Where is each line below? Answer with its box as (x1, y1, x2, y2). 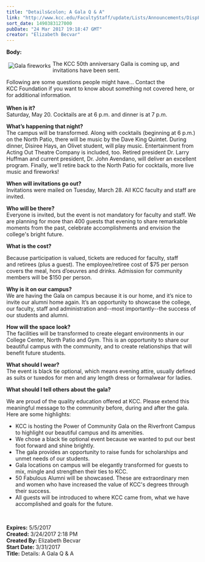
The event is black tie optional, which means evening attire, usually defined (6, 367, 195, 375)
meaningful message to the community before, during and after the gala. (6, 404, 189, 412)
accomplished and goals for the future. (15, 500, 113, 508)
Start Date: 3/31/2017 (6, 544, 61, 551)
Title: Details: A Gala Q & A (6, 550, 74, 557)
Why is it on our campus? (6, 286, 72, 293)
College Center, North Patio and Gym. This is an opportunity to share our (6, 336, 189, 344)
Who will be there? (6, 205, 55, 212)
